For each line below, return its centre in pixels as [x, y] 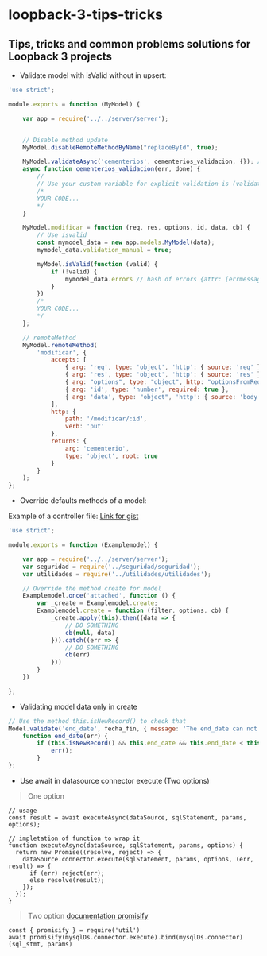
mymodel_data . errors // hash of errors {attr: [143, 279]
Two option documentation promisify [88, 915]
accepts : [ [69, 360]
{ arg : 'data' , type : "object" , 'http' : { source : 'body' [163, 397]
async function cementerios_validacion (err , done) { [112, 169]
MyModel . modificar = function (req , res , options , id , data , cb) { [136, 228]
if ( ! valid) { [74, 272]
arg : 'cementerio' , [97, 448]
